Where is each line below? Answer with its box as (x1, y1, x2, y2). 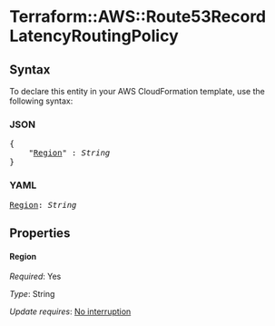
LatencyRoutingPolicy (9, 25, 179, 46)
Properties (9, 225, 71, 241)
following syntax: (9, 95, 74, 106)
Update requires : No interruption (9, 306, 132, 317)
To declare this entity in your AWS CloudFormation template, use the (9, 86, 265, 96)
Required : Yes (9, 271, 62, 282)
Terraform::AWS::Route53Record (9, 6, 267, 27)
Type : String (9, 289, 55, 300)
